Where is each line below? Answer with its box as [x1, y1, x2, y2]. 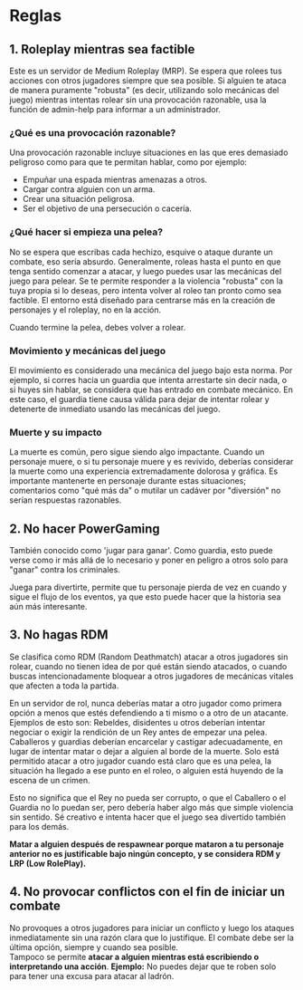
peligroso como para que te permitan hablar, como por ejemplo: [9, 157, 247, 168]
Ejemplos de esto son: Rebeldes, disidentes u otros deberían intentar [9, 716, 266, 727]
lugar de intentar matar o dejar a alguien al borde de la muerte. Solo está [9, 745, 279, 756]
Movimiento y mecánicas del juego [9, 344, 166, 357]
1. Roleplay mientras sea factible [9, 42, 195, 57]
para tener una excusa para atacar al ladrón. [9, 970, 175, 981]
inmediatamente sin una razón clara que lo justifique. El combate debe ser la [9, 932, 294, 943]
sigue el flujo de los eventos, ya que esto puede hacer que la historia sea [9, 591, 281, 602]
